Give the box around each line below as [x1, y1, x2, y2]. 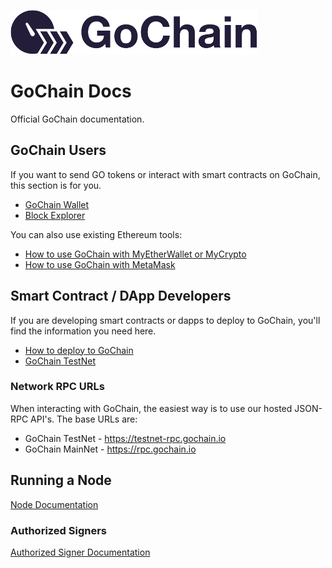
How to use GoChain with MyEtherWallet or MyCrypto [24, 248, 247, 260]
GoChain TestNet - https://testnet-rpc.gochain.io [24, 432, 227, 444]
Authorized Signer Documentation [10, 546, 151, 558]
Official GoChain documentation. [10, 113, 145, 125]
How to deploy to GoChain [24, 344, 134, 356]
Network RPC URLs [10, 380, 105, 394]
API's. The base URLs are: [30, 413, 138, 425]
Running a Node [10, 472, 112, 489]
